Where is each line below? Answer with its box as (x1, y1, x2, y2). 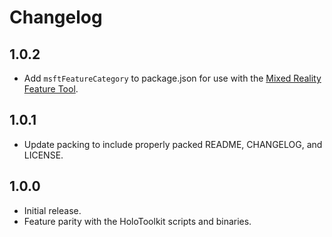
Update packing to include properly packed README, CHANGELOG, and (23, 138, 323, 150)
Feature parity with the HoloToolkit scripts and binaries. (23, 215, 252, 227)
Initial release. (23, 204, 82, 216)
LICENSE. (23, 149, 64, 161)
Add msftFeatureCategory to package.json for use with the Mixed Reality (23, 72, 322, 84)
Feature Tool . (23, 83, 79, 95)
